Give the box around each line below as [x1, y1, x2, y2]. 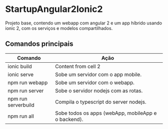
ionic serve [7, 71, 34, 78]
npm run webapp [7, 79, 48, 86]
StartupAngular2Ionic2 [5, 3, 103, 15]
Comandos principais [5, 40, 73, 48]
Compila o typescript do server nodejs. [54, 98, 146, 105]
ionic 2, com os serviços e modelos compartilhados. [5, 25, 113, 31]
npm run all [7, 113, 34, 120]
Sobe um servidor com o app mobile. [54, 71, 141, 78]
